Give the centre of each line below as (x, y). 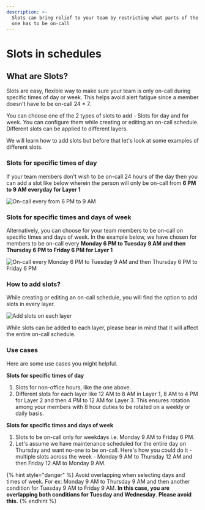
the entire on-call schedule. (41, 334)
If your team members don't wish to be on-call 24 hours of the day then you (102, 176)
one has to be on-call (41, 23)
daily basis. (29, 413)
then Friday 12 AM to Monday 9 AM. (60, 463)
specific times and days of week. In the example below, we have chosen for (102, 237)
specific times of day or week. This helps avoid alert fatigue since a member (102, 97)
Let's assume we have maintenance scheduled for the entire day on (101, 443)
